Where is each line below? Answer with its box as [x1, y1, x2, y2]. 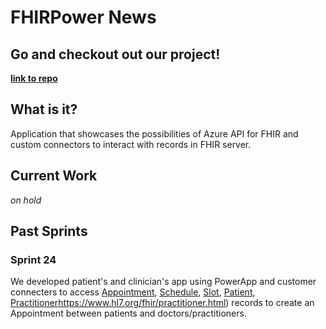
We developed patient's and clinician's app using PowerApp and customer [10, 276, 317, 288]
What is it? [10, 101, 78, 118]
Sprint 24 [10, 252, 57, 266]
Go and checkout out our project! [10, 46, 221, 63]
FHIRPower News [10, 6, 157, 29]
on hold [10, 194, 42, 206]
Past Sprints [10, 223, 88, 240]
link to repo [10, 72, 58, 84]
